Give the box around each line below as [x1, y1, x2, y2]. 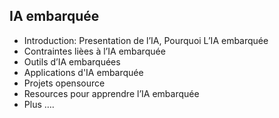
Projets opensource [23, 77, 106, 89]
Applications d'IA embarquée [23, 66, 144, 78]
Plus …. [23, 98, 55, 110]
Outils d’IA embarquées [23, 55, 121, 68]
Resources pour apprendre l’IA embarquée [23, 87, 200, 99]
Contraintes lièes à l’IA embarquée [23, 45, 166, 57]
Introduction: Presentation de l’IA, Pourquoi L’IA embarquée [23, 34, 269, 46]
